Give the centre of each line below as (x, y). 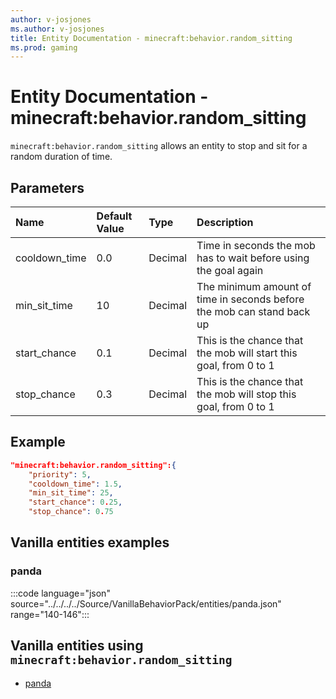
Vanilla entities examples (90, 542)
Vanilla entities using (77, 646)
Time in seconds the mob (256, 245)
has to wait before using (253, 258)
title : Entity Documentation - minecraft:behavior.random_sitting (151, 38)
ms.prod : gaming (44, 47)
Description (225, 222)
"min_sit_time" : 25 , (71, 493)
